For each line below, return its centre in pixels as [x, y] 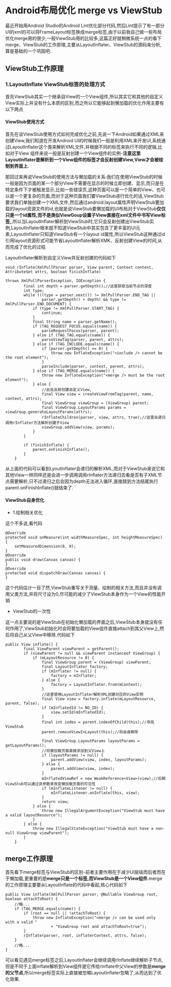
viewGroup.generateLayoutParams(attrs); [49, 412]
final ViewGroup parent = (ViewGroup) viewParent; [96, 662]
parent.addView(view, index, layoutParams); [98, 760]
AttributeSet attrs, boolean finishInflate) [53, 272]
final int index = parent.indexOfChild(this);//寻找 [98, 722]
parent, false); [22, 704]
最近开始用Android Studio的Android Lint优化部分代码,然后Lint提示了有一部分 [85, 25]
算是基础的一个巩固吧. [28, 51]
